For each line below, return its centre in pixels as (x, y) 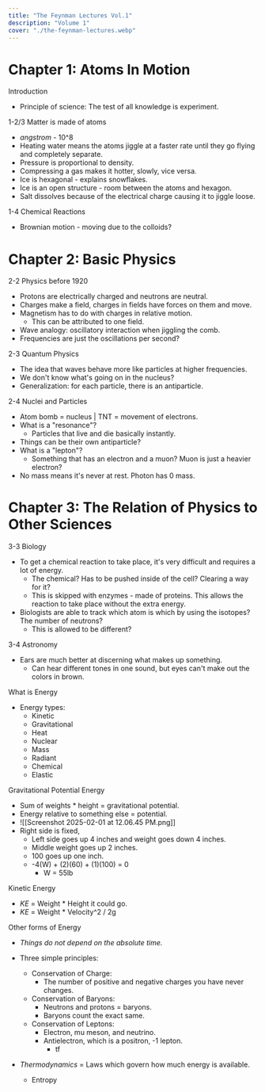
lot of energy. (42, 571)
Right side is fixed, (50, 831)
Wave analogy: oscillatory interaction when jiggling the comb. (120, 330)
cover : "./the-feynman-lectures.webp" (72, 30)
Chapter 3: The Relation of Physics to (133, 508)
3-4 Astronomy (33, 645)
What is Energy (33, 692)
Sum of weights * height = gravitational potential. (99, 806)
